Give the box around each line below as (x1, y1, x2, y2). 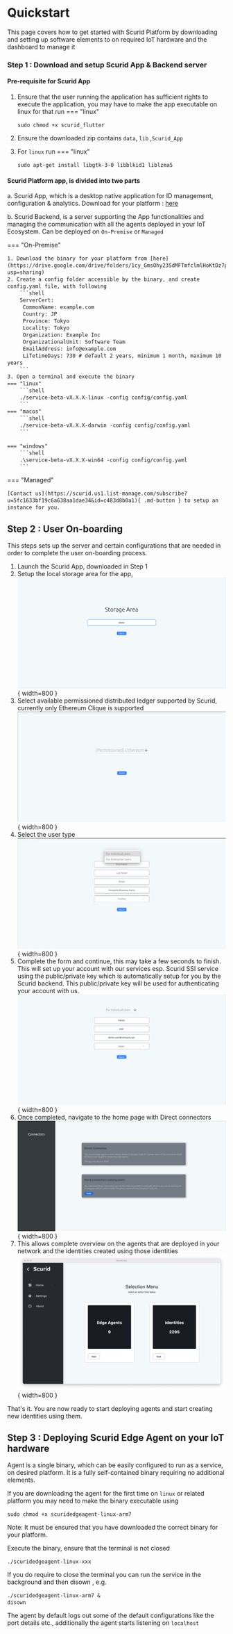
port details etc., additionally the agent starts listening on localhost (7, 1619, 200, 1627)
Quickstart (7, 5, 71, 21)
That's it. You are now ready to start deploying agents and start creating (7, 1404, 213, 1412)
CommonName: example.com (22, 304, 95, 311)
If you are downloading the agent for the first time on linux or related (7, 1489, 205, 1498)
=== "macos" (7, 408, 42, 415)
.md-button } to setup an (143, 497, 218, 505)
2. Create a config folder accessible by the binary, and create (7, 276, 200, 283)
